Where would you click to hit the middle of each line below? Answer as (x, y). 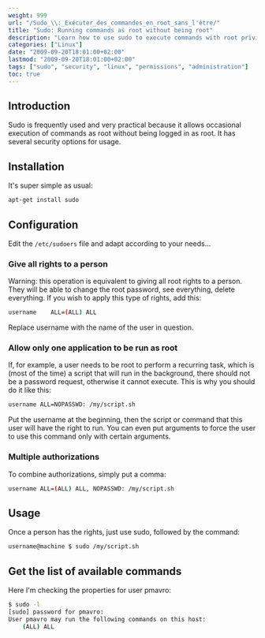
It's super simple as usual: (50, 185)
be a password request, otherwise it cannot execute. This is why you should (132, 382)
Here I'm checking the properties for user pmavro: (90, 590)
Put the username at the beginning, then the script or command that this (125, 420)
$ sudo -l (24, 604)
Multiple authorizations (54, 457)
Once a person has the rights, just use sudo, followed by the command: (124, 532)
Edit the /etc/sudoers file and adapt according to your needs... (110, 243)
